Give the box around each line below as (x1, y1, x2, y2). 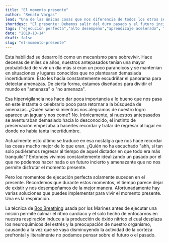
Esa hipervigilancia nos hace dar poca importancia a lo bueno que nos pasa (5, 96, 162, 102)
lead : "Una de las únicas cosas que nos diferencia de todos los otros (5, 17, 158, 22)
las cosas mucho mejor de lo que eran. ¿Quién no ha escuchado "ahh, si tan (5, 143, 163, 149)
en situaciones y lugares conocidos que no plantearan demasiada (5, 70, 142, 76)
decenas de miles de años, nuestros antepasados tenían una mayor (5, 59, 145, 65)
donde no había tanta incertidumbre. (5, 128, 81, 134)
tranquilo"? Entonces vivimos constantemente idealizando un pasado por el (5, 153, 162, 159)
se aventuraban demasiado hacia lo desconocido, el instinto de (5, 117, 136, 123)
